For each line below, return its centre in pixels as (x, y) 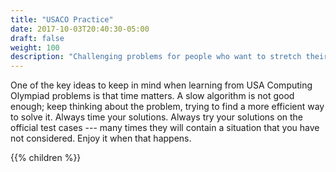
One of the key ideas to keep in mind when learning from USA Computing (161, 85)
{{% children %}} (46, 158)
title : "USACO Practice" (62, 19)
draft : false (37, 38)
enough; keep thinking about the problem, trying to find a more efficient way (167, 107)
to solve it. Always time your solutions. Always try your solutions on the (157, 117)
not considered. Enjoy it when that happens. (101, 138)
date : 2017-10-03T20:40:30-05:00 (80, 29)
